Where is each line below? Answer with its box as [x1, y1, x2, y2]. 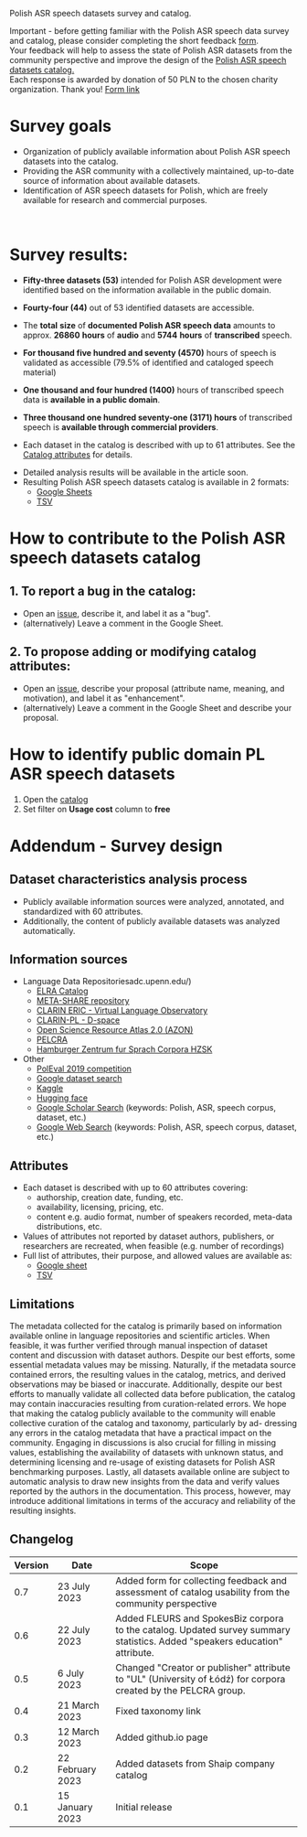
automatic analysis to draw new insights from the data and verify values [9, 1477, 281, 1488]
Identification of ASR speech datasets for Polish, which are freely [22, 185, 268, 196]
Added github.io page [115, 1731, 208, 1744]
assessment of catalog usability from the [115, 1585, 291, 1598]
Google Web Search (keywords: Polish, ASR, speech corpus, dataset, [36, 1122, 297, 1133]
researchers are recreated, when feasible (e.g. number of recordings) [22, 1241, 285, 1252]
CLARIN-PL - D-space [36, 1015, 121, 1026]
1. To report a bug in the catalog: [9, 584, 196, 599]
